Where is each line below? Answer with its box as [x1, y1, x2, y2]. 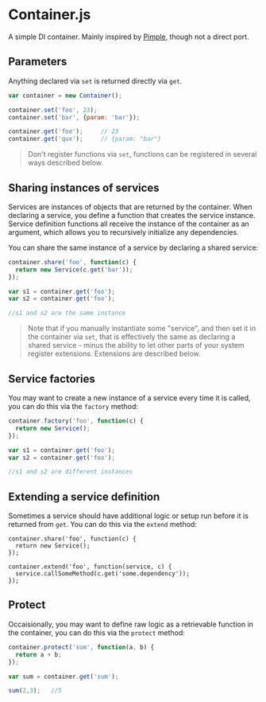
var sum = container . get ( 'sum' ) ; [8, 673, 119, 681]
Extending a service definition [8, 489, 160, 503]
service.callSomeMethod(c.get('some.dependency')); [15, 570, 191, 578]
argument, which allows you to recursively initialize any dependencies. [8, 227, 240, 236]
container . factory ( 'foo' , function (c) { [8, 417, 145, 425]
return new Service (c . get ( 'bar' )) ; [15, 265, 133, 274]
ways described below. [27, 158, 103, 168]
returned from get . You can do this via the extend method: [8, 520, 197, 529]
